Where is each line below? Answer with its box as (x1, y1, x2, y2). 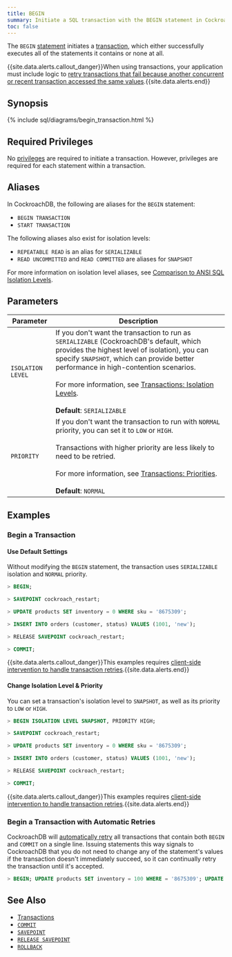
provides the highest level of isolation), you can (55, 345, 209, 355)
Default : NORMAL (55, 485, 106, 495)
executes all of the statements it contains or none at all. (7, 49, 164, 57)
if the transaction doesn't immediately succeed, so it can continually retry (7, 855, 216, 863)
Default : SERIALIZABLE (55, 405, 126, 415)
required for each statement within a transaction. (7, 162, 146, 169)
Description (118, 316, 159, 326)
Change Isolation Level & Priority (7, 681, 104, 689)
